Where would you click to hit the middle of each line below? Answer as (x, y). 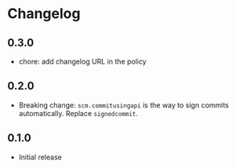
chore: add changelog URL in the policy (82, 61)
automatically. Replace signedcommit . (78, 113)
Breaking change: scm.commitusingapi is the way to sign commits (124, 105)
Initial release (40, 157)
